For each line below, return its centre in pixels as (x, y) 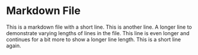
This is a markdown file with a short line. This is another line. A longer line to (99, 27)
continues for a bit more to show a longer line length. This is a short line (94, 39)
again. (14, 46)
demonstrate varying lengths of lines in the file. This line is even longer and (98, 33)
